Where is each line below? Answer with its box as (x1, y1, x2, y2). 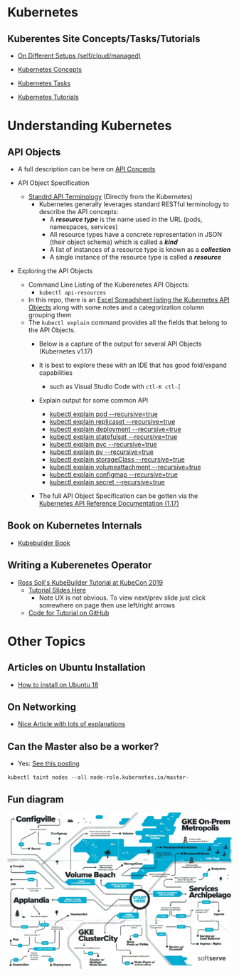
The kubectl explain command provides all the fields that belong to (28, 318, 228, 327)
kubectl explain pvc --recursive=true (49, 440, 158, 448)
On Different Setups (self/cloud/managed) (17, 51, 141, 60)
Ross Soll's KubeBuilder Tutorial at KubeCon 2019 (17, 578, 164, 587)
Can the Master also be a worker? (7, 741, 159, 753)
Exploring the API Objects (17, 267, 93, 275)
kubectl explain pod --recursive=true (49, 410, 158, 418)
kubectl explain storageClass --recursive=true (49, 455, 185, 463)
